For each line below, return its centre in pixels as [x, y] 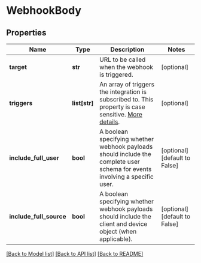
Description [127, 50]
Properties [26, 33]
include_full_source [38, 216]
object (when [118, 231]
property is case [122, 107]
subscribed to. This [127, 99]
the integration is [123, 92]
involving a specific [127, 177]
